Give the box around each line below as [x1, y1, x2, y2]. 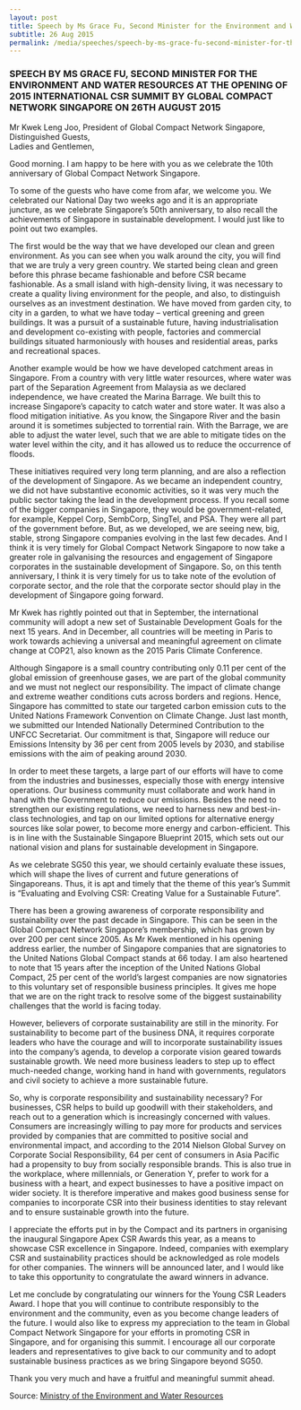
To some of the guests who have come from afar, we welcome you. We [9, 185, 271, 195]
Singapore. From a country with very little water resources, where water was [9, 372, 292, 383]
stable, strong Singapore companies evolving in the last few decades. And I [9, 532, 288, 543]
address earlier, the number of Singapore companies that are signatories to [9, 943, 287, 954]
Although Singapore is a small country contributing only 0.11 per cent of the [9, 662, 287, 673]
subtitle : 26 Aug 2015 [9, 30, 94, 39]
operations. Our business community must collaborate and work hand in [9, 784, 276, 795]
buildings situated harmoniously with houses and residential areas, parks [9, 335, 279, 346]
